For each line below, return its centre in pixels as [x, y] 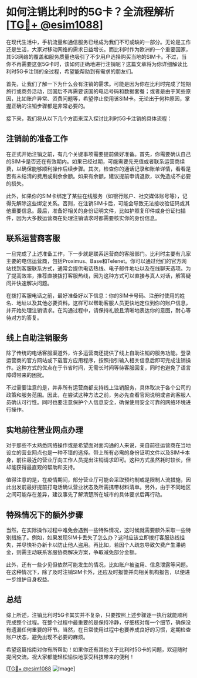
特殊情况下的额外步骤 [45, 515]
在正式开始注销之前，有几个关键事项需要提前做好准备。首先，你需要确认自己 [98, 154]
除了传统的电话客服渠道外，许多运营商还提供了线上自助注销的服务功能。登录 [98, 353]
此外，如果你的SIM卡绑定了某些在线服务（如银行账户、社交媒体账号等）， [94, 196]
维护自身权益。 [34, 579]
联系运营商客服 [33, 238]
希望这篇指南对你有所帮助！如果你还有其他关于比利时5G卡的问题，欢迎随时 [97, 649]
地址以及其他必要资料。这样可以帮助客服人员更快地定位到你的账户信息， [103, 303]
